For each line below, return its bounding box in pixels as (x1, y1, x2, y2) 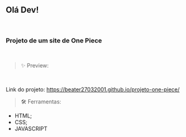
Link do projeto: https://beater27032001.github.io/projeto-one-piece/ (6, 86, 180, 93)
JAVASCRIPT (14, 125, 48, 133)
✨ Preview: (20, 62, 49, 69)
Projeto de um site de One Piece (6, 36, 102, 44)
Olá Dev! (6, 5, 39, 15)
